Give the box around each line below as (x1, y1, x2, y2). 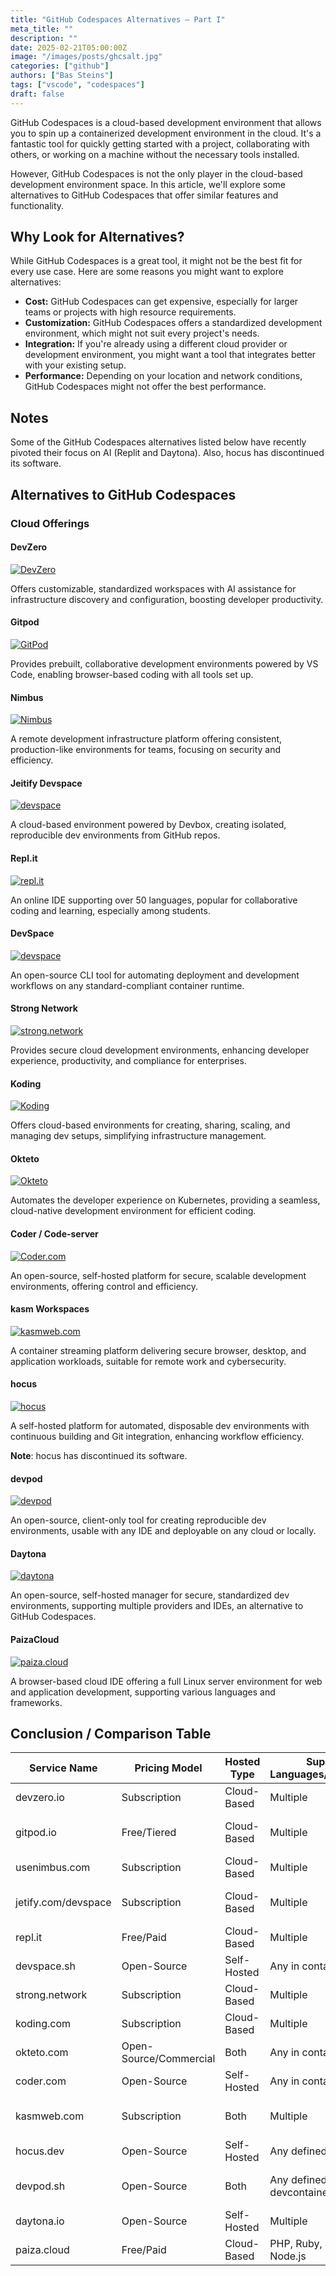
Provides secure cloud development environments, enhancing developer (10, 1044, 310, 1056)
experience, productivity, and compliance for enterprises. (10, 1054, 247, 1066)
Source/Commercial (121, 2052, 216, 2066)
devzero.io (15, 1791, 65, 1805)
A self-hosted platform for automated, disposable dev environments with (10, 1420, 310, 1431)
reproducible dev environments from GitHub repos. (10, 829, 221, 841)
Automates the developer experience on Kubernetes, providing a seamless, (10, 1194, 321, 1206)
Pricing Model (134, 1761, 203, 1775)
